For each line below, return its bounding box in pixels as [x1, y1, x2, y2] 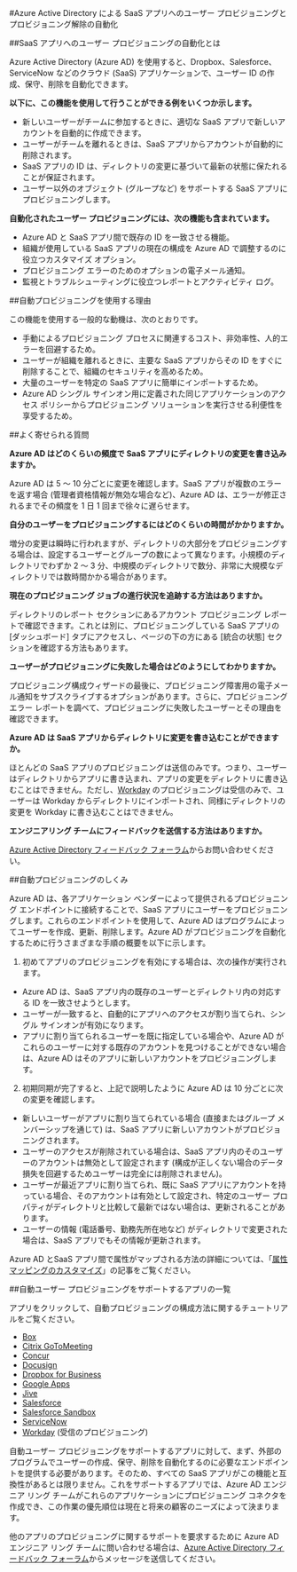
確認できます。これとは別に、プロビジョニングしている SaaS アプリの [24, 620, 280, 630]
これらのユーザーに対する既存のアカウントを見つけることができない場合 [21, 1042, 286, 1052]
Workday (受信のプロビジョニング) [21, 1427, 149, 1437]
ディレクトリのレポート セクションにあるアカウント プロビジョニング [9, 609, 262, 620]
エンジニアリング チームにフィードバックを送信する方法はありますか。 [9, 825, 268, 836]
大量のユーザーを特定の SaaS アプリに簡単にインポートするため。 [21, 377, 263, 388]
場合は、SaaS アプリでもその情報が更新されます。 [21, 1235, 206, 1245]
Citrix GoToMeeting [21, 1341, 93, 1351]
